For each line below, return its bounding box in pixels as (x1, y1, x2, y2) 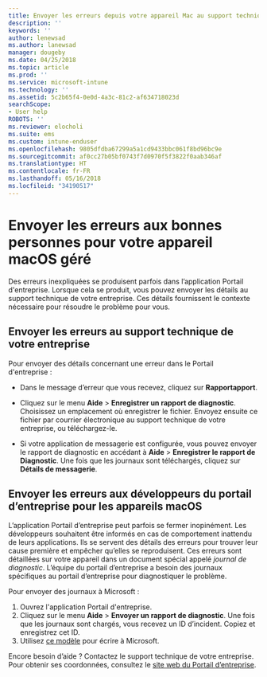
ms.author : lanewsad (8, 41, 77, 49)
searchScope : (8, 100, 52, 108)
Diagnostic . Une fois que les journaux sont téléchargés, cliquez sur (19, 456, 241, 465)
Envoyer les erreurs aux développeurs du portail (8, 487, 252, 500)
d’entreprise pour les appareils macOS (8, 499, 203, 513)
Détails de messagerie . (19, 464, 98, 474)
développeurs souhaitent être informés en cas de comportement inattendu (8, 529, 253, 538)
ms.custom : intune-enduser (8, 137, 98, 146)
